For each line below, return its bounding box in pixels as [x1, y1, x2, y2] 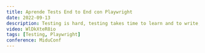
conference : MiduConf [6, 37, 62, 43]
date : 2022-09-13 [6, 15, 51, 21]
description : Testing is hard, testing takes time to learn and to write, [6, 20, 201, 26]
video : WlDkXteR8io [6, 26, 56, 32]
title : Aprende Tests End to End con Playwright [6, 9, 133, 15]
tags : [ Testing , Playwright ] [6, 32, 81, 38]
